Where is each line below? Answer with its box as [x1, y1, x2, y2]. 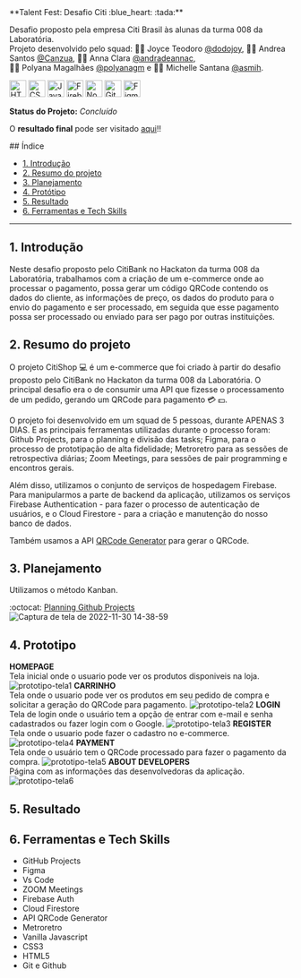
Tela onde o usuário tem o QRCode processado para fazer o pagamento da [9, 747, 287, 758]
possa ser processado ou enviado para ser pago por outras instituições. [9, 311, 275, 322]
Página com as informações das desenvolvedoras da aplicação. [9, 766, 245, 776]
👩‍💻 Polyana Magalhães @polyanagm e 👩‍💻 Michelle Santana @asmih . [9, 63, 264, 73]
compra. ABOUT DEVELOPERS [9, 757, 190, 768]
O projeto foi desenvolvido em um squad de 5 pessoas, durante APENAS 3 [9, 415, 285, 425]
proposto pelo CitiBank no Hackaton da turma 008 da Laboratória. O [9, 374, 262, 385]
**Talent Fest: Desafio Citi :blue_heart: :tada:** [9, 7, 184, 17]
